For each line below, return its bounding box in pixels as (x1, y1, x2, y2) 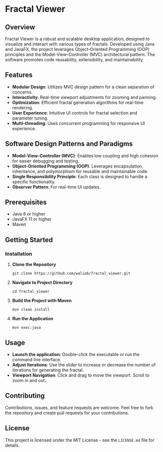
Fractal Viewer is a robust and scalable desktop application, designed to (5, 36, 150, 42)
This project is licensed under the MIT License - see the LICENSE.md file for (5, 437, 155, 443)
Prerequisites (5, 198, 47, 207)
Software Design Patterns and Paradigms (5, 140, 133, 148)
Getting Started (5, 236, 53, 244)
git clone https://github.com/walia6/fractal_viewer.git (12, 271, 131, 276)
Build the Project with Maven (12, 298, 72, 304)
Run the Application (12, 316, 54, 322)
